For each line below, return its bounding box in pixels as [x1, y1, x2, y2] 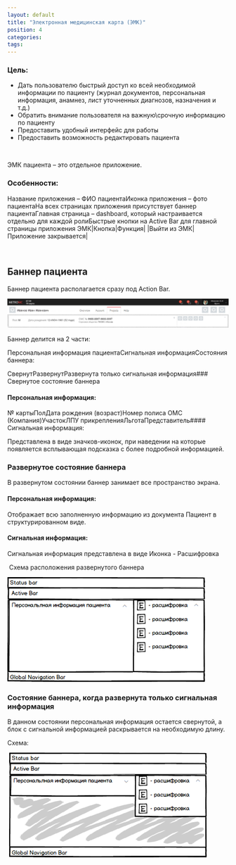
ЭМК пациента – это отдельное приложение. [7, 160, 143, 169]
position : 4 [7, 26, 42, 33]
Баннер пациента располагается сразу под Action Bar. [7, 284, 171, 293]
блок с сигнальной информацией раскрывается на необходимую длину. [7, 725, 225, 733]
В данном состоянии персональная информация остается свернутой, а [7, 718, 223, 726]
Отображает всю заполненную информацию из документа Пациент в [7, 510, 217, 519]
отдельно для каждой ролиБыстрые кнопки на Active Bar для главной [7, 217, 217, 225]
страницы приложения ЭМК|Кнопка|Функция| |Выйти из [7, 224, 177, 232]
